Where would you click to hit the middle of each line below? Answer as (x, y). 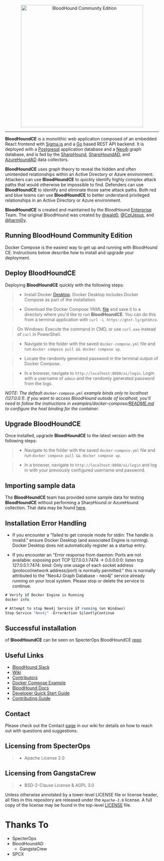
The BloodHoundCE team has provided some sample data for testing (74, 497)
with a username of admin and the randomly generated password (89, 378)
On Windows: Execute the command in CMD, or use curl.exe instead (86, 329)
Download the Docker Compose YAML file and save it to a (82, 309)
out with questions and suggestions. (41, 731)
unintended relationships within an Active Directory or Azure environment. (79, 174)
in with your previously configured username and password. (85, 470)
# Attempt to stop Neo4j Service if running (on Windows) (65, 608)
